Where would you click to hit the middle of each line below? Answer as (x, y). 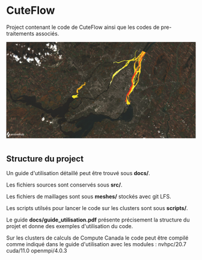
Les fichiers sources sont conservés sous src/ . (64, 185)
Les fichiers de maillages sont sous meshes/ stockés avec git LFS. (89, 197)
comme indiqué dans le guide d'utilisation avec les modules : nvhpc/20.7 (96, 244)
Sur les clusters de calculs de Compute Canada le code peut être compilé (97, 238)
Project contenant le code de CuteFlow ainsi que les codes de (83, 27)
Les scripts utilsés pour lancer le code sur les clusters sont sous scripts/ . (97, 208)
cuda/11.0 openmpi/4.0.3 (37, 251)
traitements (20, 33)
